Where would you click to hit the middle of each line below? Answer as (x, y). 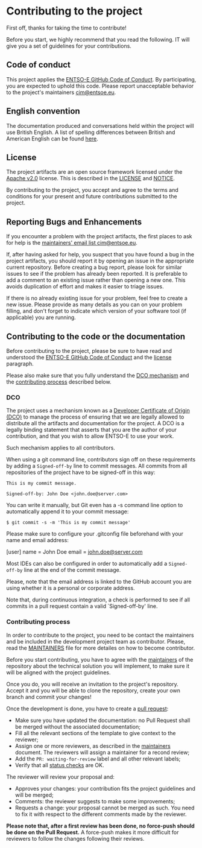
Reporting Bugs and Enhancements (74, 222)
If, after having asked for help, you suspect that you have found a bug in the (100, 255)
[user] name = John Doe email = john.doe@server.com (74, 552)
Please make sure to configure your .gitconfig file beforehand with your (95, 534)
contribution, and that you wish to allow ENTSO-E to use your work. (90, 436)
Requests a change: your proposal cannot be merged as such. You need (105, 808)
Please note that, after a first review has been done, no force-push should (100, 826)
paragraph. (20, 364)
